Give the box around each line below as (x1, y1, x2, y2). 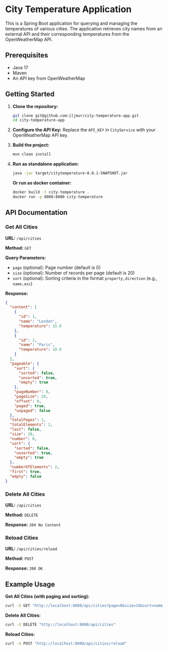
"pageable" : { (10, 361, 39, 366)
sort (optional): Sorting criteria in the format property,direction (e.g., (12, 275, 157, 281)
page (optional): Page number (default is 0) (12, 264, 101, 270)
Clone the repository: (12, 103, 58, 109)
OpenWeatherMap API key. (12, 132, 69, 138)
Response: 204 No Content (5, 522, 61, 528)
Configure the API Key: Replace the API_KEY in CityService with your (12, 127, 156, 133)
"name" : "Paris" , (18, 342, 55, 347)
